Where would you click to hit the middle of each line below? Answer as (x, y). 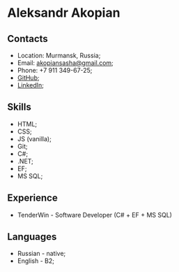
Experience (32, 198)
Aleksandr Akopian (64, 13)
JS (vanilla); (34, 138)
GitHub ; (28, 78)
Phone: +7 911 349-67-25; (55, 70)
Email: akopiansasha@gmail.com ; (65, 63)
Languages (32, 237)
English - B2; (36, 261)
